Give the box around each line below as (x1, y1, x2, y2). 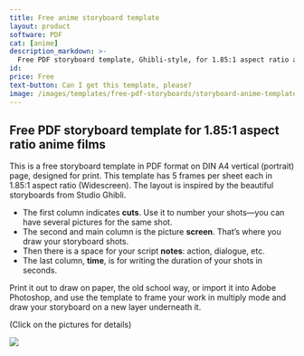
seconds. (22, 265, 58, 276)
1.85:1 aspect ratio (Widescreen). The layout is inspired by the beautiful (9, 180, 274, 191)
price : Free (9, 72, 54, 82)
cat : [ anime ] (9, 38, 59, 48)
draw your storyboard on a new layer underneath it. (9, 302, 202, 313)
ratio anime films (9, 137, 107, 152)
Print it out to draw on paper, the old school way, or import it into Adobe (9, 283, 277, 293)
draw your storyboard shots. (22, 236, 129, 247)
